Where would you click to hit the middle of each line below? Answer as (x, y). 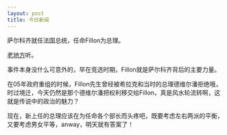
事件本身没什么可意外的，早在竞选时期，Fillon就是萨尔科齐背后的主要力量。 (114, 69)
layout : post (26, 13)
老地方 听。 (22, 55)
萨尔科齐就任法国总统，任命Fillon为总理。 (66, 40)
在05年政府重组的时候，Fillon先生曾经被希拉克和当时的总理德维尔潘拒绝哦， (115, 84)
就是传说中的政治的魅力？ (43, 101)
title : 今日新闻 (28, 20)
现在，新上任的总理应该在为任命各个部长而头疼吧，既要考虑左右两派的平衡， (115, 115)
